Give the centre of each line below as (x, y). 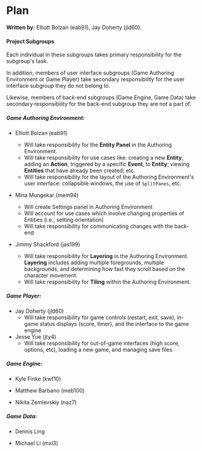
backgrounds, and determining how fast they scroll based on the (105, 269)
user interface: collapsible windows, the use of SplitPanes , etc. (103, 184)
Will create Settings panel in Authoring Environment (88, 207)
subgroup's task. (27, 61)
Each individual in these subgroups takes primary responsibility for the (94, 55)
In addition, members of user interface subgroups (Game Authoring (90, 73)
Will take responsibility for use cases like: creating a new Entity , (104, 158)
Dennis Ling (30, 431)
